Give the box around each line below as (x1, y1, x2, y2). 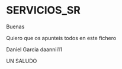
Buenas (6, 23, 25, 30)
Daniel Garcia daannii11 (6, 45, 62, 53)
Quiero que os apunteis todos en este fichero (6, 34, 117, 41)
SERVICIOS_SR (6, 4, 81, 17)
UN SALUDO (6, 57, 37, 64)
